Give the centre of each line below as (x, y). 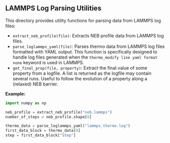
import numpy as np (26, 103)
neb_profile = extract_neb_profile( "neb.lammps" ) (59, 112)
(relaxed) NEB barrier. (35, 84)
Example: (15, 93)
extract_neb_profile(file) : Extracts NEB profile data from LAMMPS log (88, 35)
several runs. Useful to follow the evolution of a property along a (80, 78)
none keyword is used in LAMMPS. (48, 62)
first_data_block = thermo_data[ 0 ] (43, 131)
